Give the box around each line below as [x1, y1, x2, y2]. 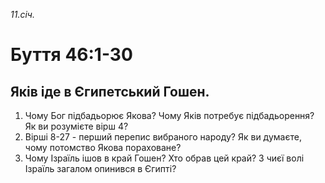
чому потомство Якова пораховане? [24, 142, 182, 153]
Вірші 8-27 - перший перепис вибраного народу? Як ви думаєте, [24, 131, 302, 143]
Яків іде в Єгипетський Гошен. [10, 83, 210, 100]
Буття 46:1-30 [10, 44, 133, 66]
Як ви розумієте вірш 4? [24, 120, 129, 132]
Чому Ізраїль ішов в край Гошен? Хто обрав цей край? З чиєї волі [24, 152, 305, 164]
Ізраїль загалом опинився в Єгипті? [24, 163, 177, 174]
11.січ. [10, 9, 35, 20]
